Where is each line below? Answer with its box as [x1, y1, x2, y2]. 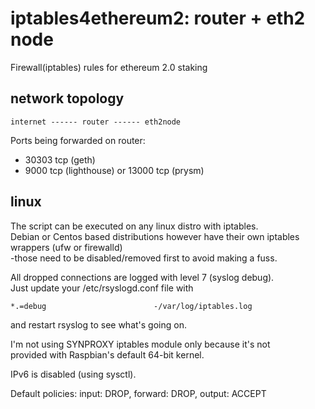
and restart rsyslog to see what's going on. [10, 318, 187, 331]
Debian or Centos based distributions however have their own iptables [10, 230, 300, 242]
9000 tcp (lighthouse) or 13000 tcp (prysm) [24, 164, 205, 176]
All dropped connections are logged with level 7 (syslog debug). [10, 271, 275, 283]
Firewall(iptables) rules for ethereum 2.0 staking [10, 61, 208, 73]
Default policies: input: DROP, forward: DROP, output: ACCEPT [10, 387, 267, 399]
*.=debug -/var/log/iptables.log [10, 301, 253, 311]
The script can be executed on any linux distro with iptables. [10, 220, 259, 232]
